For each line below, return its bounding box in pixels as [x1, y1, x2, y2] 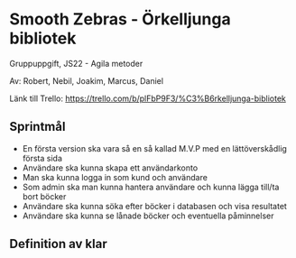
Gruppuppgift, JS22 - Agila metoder [9, 58, 143, 69]
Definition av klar [9, 236, 107, 252]
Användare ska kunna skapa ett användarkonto [22, 162, 199, 173]
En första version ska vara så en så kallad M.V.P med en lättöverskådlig [22, 143, 287, 153]
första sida [22, 152, 63, 163]
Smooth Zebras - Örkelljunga [9, 9, 232, 30]
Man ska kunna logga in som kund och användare [22, 171, 208, 182]
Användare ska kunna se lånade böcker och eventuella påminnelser [22, 210, 274, 221]
